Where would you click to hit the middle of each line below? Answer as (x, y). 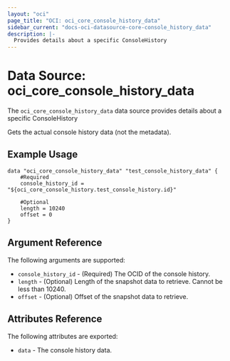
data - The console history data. (65, 350)
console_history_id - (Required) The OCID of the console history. (114, 274)
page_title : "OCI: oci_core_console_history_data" (84, 21)
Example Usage (43, 154)
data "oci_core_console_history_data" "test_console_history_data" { (113, 171)
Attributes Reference (55, 319)
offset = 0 (36, 215)
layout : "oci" (28, 14)
